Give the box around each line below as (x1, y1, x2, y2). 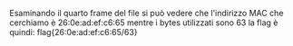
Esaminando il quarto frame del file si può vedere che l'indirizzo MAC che (9, 8, 284, 18)
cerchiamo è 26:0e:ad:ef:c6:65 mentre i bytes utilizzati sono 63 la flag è (9, 17, 278, 28)
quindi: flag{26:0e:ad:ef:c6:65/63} (9, 27, 138, 37)
